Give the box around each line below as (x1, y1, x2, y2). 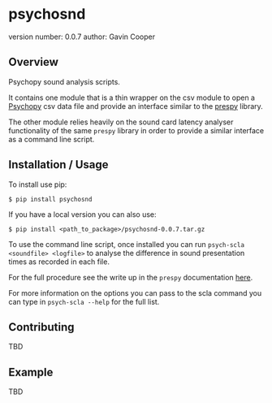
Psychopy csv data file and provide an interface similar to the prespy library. (8, 101, 264, 110)
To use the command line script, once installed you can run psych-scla (8, 239, 245, 249)
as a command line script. (8, 134, 95, 144)
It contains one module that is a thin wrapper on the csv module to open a (8, 93, 256, 102)
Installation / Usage (8, 158, 109, 171)
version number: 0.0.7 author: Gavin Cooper (8, 32, 156, 41)
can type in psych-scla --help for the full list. (8, 297, 160, 306)
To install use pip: (8, 180, 67, 189)
